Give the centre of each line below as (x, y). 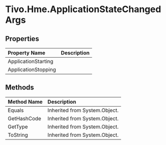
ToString (18, 135)
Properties (22, 39)
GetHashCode (24, 118)
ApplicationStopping (32, 69)
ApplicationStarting (31, 61)
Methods (20, 88)
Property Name (26, 53)
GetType (18, 126)
